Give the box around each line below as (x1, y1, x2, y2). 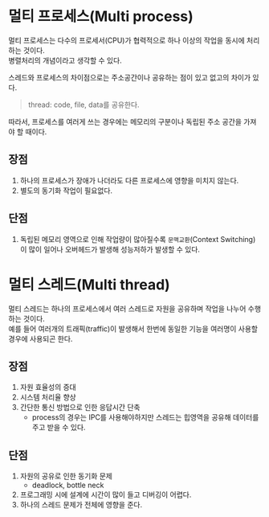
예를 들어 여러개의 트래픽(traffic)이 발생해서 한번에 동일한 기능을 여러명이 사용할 (8, 323, 259, 334)
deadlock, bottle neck (31, 480, 104, 490)
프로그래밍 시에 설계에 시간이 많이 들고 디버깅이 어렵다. (19, 490, 192, 499)
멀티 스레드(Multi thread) (8, 275, 170, 293)
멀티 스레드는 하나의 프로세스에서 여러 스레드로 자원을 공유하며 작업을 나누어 (8, 303, 247, 314)
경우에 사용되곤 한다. (8, 334, 73, 343)
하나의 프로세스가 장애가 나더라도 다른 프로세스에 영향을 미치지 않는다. (19, 175, 239, 185)
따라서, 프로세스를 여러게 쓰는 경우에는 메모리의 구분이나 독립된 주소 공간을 (8, 117, 243, 126)
